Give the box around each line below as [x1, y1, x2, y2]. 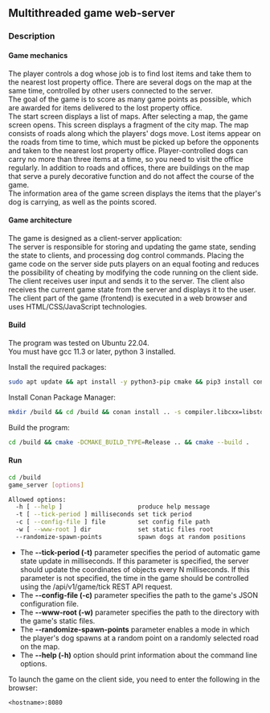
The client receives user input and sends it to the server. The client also [8, 276, 245, 285]
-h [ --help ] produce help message [15, 503, 211, 511]
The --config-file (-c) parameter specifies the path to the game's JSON [19, 590, 259, 599]
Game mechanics [8, 50, 68, 60]
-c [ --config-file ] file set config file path [15, 518, 211, 526]
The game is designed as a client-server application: [8, 233, 182, 243]
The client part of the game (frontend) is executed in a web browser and [8, 293, 247, 303]
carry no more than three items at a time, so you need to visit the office [8, 154, 243, 164]
